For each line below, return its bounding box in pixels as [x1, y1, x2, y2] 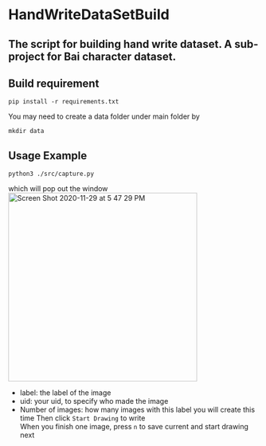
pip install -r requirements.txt [8, 98, 119, 106]
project [8, 49, 45, 63]
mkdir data [8, 127, 45, 135]
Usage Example [8, 149, 88, 162]
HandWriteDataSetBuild [8, 6, 170, 24]
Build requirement [8, 76, 100, 90]
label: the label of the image [19, 388, 111, 397]
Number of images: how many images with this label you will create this [19, 405, 256, 415]
